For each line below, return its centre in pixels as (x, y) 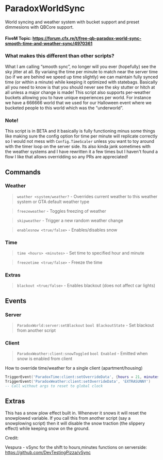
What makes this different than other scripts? (60, 56)
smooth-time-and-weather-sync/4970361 (49, 43)
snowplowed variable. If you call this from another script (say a (68, 418)
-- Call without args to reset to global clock (54, 386)
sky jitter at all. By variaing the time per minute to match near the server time (81, 71)
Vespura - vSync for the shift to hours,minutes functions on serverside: (76, 447)
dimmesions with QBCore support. (40, 27)
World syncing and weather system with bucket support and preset (72, 22)
